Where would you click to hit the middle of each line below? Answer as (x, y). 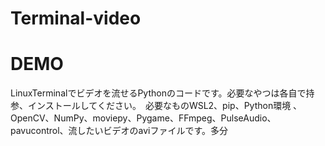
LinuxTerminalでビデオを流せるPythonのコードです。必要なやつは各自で (158, 93)
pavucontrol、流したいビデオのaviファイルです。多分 (119, 131)
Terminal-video (76, 18)
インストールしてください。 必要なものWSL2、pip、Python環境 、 (165, 106)
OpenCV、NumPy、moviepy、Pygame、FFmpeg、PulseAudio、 (143, 118)
